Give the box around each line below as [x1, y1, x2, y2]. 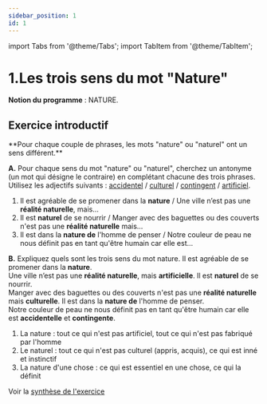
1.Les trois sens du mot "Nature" [8, 69, 229, 87]
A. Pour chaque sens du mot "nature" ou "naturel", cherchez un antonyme [8, 164, 253, 173]
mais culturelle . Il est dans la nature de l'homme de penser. [8, 296, 205, 306]
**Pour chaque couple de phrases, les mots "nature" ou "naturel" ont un [8, 140, 248, 149]
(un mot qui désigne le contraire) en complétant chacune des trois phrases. [8, 172, 256, 182]
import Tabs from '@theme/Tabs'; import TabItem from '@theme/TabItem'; [8, 41, 253, 50]
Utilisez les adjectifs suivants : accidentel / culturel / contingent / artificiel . [8, 180, 251, 190]
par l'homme [19, 337, 62, 347]
